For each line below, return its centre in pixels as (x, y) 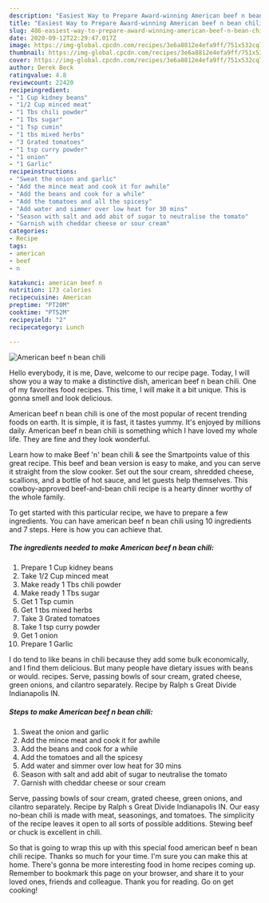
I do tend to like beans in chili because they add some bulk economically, (129, 659)
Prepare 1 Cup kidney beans (67, 567)
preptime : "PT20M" (40, 305)
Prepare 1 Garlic (47, 644)
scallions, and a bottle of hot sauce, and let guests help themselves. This (129, 479)
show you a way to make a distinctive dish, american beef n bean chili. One (133, 381)
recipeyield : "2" (38, 320)
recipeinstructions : (44, 172)
